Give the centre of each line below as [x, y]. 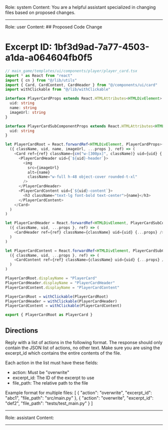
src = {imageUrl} [43, 168]
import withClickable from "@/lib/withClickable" [58, 89]
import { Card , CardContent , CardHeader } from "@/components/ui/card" [81, 85]
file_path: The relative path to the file [50, 383]
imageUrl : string [28, 112]
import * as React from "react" [39, 75]
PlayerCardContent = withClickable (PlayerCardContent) [63, 306]
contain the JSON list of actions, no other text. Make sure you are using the [82, 348]
